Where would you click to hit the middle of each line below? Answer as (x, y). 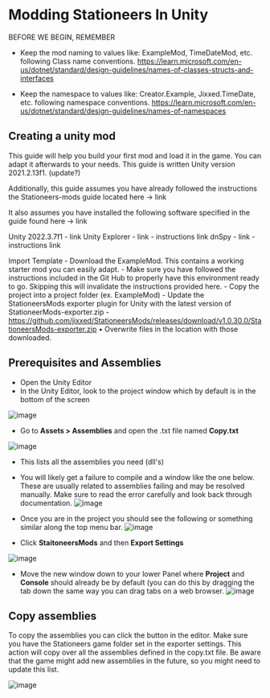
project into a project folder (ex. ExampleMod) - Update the (106, 294)
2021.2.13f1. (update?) (45, 172)
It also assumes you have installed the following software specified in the (129, 212)
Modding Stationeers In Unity (108, 15)
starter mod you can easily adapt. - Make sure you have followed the (122, 269)
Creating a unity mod (62, 136)
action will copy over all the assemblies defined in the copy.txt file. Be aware (135, 652)
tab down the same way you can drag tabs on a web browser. (122, 591)
